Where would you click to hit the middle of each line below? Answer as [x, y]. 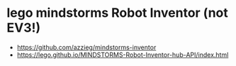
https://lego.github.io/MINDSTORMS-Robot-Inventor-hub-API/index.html [123, 55]
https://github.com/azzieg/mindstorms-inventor [86, 47]
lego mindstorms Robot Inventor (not [117, 13]
